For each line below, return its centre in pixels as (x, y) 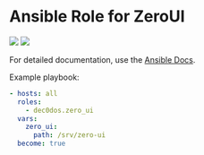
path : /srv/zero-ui (69, 135)
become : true (42, 144)
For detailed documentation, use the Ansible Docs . (102, 59)
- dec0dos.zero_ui (59, 110)
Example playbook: (44, 77)
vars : (28, 118)
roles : (30, 102)
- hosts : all (34, 93)
